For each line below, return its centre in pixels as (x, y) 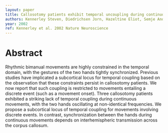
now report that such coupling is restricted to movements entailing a (75, 88)
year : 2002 (16, 24)
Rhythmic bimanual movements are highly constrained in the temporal (77, 67)
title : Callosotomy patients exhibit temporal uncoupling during (74, 14)
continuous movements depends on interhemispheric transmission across (81, 120)
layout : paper (20, 10)
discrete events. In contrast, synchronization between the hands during (79, 115)
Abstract (24, 53)
